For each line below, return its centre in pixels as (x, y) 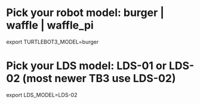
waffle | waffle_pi (50, 25)
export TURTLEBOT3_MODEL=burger (53, 42)
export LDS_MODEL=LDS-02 (42, 94)
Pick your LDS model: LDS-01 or (87, 66)
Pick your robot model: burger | (85, 13)
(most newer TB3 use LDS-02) (99, 79)
